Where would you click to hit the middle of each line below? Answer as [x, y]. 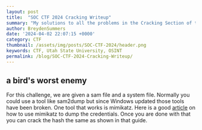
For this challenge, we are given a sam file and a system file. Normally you [98, 95]
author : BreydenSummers [36, 28]
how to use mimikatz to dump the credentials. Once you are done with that [99, 114]
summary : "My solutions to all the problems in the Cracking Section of [99, 23]
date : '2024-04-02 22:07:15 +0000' [51, 34]
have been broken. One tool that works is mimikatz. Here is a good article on [101, 108]
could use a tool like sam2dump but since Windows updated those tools [95, 101]
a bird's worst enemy [47, 81]
